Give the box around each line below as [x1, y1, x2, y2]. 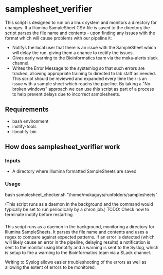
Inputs [5, 157, 21, 164]
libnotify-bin [12, 128, 36, 135]
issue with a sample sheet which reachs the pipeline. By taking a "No [12, 80, 151, 86]
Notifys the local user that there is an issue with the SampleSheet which [12, 44, 157, 50]
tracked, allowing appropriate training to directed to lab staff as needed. [12, 70, 157, 76]
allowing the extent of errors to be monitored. [5, 264, 96, 270]
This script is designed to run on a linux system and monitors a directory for [5, 20, 157, 25]
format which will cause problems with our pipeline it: [5, 35, 112, 41]
